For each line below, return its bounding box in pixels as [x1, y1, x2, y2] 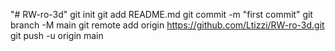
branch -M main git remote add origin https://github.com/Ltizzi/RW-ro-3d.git [10, 19, 325, 31]
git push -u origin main [10, 30, 104, 41]
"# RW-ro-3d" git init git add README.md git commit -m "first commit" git [10, 9, 313, 20]
